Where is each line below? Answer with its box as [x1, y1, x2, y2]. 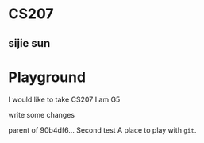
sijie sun [8, 37, 51, 50]
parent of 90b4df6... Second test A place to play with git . [8, 125, 197, 135]
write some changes [8, 110, 75, 119]
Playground [8, 68, 86, 86]
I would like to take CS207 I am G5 [8, 95, 121, 104]
